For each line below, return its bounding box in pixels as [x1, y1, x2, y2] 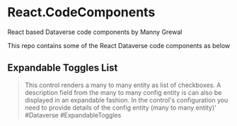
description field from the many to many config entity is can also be [24, 88, 222, 96]
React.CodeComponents [7, 4, 156, 21]
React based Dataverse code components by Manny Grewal [7, 28, 183, 36]
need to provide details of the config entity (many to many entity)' [24, 103, 217, 112]
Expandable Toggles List [7, 62, 118, 74]
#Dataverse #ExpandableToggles [24, 110, 122, 119]
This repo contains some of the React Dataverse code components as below [7, 41, 231, 50]
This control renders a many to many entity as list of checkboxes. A [24, 81, 221, 89]
